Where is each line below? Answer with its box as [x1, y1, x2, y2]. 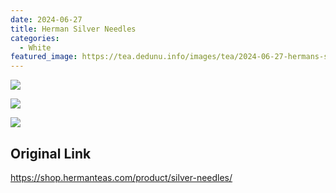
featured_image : [10, 52, 78, 62]
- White [19, 42, 52, 53]
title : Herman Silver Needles [10, 24, 137, 34]
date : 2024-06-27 [10, 14, 83, 25]
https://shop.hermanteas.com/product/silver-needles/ [10, 171, 233, 183]
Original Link [10, 145, 92, 162]
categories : [10, 33, 60, 43]
